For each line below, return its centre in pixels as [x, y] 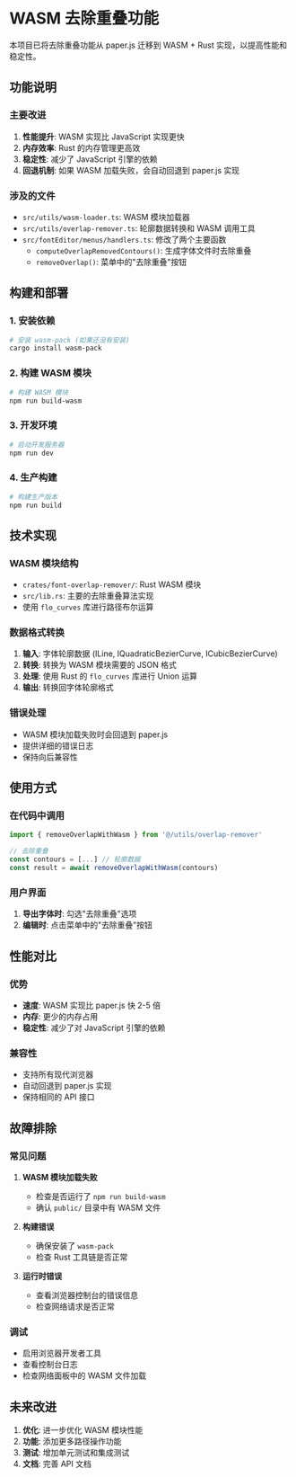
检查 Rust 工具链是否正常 [82, 1257]
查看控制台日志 [50, 1365]
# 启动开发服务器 [37, 445]
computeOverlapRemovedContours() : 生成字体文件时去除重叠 [144, 250]
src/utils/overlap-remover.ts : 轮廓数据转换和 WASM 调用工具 [139, 228]
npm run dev [31, 453]
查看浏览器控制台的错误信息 [87, 1295]
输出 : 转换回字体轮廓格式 [68, 688]
